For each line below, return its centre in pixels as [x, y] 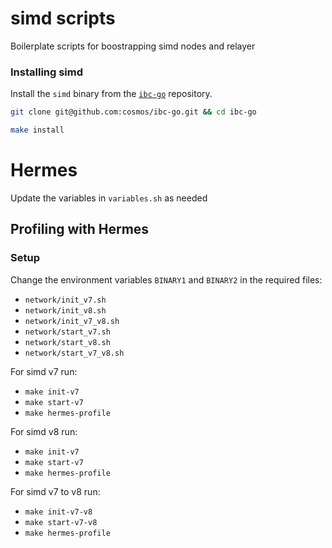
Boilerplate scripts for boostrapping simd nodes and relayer [133, 46]
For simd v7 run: [44, 371]
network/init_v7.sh [65, 300]
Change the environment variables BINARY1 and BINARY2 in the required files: [166, 279]
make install [37, 130]
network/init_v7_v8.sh [72, 321]
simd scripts [63, 18]
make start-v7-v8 [61, 522]
